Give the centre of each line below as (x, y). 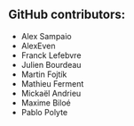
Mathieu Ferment (52, 83)
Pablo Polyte (44, 112)
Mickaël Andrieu (51, 93)
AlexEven (38, 46)
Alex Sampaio (46, 36)
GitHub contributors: (67, 15)
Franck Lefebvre (51, 55)
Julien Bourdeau (51, 64)
